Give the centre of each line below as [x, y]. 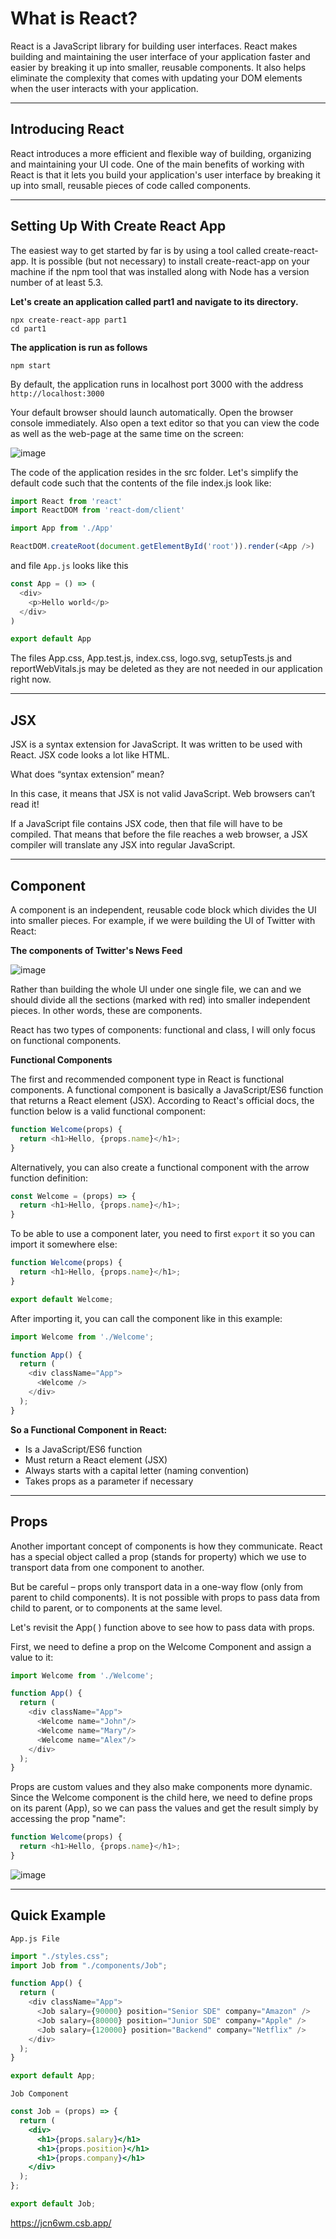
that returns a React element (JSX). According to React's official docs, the [162, 1100]
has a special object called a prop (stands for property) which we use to [158, 1556]
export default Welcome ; [62, 1299]
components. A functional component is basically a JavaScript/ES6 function [167, 1089]
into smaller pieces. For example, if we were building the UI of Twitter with [163, 920]
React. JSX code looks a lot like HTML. [90, 755]
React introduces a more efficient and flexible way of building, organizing [161, 153]
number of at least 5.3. [57, 282]
